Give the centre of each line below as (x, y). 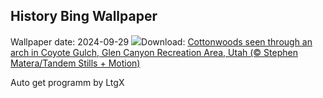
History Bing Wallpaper (84, 16)
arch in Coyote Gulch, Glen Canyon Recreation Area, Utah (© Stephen (154, 52)
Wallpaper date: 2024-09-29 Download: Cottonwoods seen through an (161, 41)
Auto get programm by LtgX (67, 82)
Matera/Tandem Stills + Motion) (75, 63)
